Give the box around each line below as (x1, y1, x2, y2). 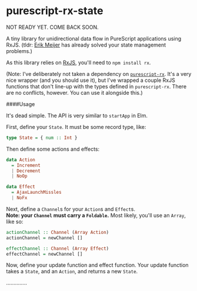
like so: (6, 218, 24, 225)
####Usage (6, 100, 35, 107)
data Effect (6, 184, 35, 190)
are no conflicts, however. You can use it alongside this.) (6, 89, 143, 96)
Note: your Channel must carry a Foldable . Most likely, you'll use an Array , (6, 211, 186, 219)
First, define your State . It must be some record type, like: (6, 123, 146, 130)
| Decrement (11, 168, 41, 174)
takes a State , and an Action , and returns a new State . (6, 268, 138, 275)
